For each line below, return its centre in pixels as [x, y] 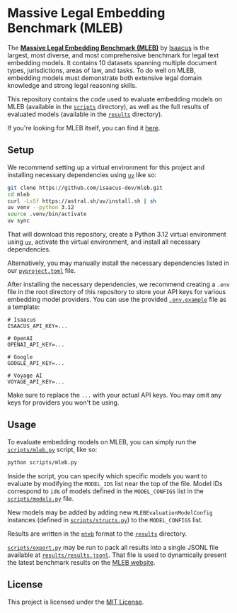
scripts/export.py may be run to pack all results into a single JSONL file [113, 547]
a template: [24, 307]
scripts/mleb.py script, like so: [52, 449]
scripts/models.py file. [41, 498]
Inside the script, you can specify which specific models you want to [107, 476]
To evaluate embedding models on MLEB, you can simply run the [102, 442]
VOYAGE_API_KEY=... [36, 382]
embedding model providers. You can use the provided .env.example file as [117, 299]
